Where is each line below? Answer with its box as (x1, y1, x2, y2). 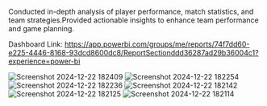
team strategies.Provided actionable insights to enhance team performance (8, 15, 260, 25)
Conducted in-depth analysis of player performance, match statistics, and (8, 7, 254, 16)
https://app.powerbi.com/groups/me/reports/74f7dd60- (64, 39, 250, 49)
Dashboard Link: (8, 39, 63, 49)
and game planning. (8, 24, 75, 33)
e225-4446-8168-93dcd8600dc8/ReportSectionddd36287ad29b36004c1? (8, 48, 260, 57)
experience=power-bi (8, 56, 81, 66)
